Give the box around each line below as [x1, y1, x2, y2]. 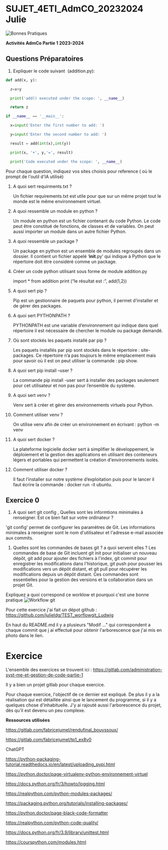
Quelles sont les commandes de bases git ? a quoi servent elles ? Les [12, 545, 156, 551]
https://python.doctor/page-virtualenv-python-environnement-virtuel [5, 771, 148, 777]
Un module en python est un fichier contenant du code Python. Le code [12, 218, 161, 224]
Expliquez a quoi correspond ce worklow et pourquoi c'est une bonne [5, 592, 149, 598]
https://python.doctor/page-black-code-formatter [5, 810, 108, 816]
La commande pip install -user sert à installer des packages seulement [12, 377, 159, 383]
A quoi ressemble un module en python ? [12, 208, 98, 214]
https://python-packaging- [5, 756, 61, 762]
